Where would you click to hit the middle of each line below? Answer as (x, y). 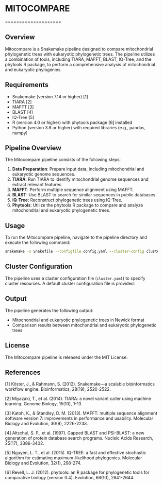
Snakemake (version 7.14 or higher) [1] (50, 96)
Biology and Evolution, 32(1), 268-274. (43, 463)
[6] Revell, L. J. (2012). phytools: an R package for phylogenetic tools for (77, 472)
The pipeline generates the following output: (49, 310)
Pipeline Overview (33, 148)
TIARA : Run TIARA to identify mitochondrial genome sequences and (80, 179)
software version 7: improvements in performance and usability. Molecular (79, 418)
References (23, 372)
